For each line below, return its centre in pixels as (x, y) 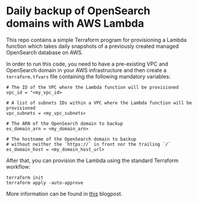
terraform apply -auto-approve (45, 183)
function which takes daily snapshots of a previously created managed (92, 46)
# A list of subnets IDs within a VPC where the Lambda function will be (99, 103)
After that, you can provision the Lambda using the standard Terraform (92, 160)
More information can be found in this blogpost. (64, 194)
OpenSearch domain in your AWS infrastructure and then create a (87, 70)
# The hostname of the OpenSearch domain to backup (71, 139)
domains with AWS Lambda (75, 23)
